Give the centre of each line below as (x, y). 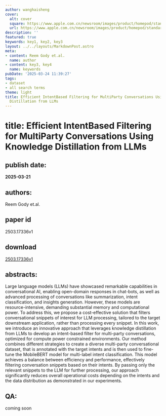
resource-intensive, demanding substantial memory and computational (77, 307)
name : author (23, 60)
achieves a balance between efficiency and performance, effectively (75, 360)
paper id (18, 220)
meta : (11, 51)
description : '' (22, 33)
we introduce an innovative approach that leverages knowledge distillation (81, 328)
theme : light (19, 92)
